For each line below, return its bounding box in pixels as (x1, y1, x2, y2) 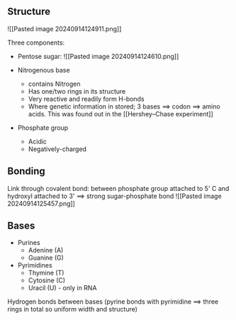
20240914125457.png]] (7, 199, 76, 208)
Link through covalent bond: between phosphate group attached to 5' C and (7, 184, 230, 192)
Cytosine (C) (28, 276, 66, 285)
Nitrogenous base (17, 65, 70, 74)
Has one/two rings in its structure (28, 87, 126, 95)
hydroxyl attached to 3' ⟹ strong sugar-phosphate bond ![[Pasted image (7, 192, 222, 200)
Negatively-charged (28, 145, 87, 153)
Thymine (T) (28, 269, 64, 277)
